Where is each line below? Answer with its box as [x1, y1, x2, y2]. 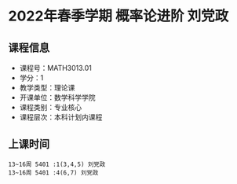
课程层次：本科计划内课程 [19, 112, 103, 122]
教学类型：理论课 [19, 83, 75, 92]
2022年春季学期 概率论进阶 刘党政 [8, 7, 229, 25]
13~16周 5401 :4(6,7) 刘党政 [8, 168, 99, 177]
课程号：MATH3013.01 [19, 64, 93, 72]
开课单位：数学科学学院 [19, 93, 96, 102]
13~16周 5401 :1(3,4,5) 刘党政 [8, 160, 106, 168]
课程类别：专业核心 [19, 103, 82, 112]
